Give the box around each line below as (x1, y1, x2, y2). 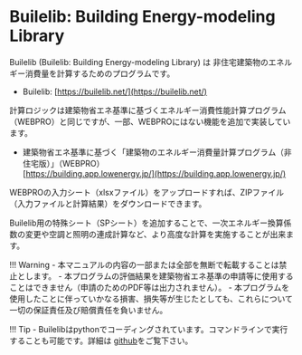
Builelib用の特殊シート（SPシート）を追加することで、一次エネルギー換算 (9, 217, 284, 228)
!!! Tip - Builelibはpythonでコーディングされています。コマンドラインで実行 (9, 323, 288, 334)
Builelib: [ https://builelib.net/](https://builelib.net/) (22, 86, 208, 97)
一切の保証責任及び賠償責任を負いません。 (9, 304, 168, 315)
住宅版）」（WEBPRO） (22, 158, 105, 168)
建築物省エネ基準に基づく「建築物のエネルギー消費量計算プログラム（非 (22, 147, 292, 158)
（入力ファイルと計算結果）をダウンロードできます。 (9, 197, 207, 209)
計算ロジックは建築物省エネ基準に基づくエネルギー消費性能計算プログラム (9, 104, 287, 115)
